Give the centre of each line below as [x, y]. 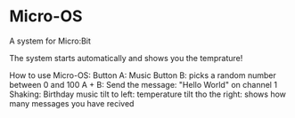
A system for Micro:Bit [50, 41]
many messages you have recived [72, 103]
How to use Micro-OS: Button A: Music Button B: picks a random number [143, 75]
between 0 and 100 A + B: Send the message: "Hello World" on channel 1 [143, 84]
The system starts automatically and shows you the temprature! [126, 58]
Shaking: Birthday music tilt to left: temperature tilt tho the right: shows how [148, 94]
